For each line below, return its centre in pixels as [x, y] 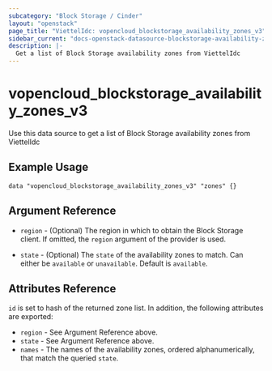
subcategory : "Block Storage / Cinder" [76, 16]
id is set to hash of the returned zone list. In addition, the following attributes [136, 308]
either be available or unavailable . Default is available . [114, 263]
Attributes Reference [62, 288]
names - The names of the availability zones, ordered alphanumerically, [137, 350]
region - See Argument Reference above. [89, 332]
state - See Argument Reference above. [87, 341]
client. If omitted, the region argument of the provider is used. [123, 239]
